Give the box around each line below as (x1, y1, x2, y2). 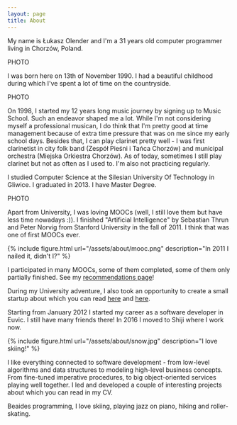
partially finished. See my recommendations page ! (7, 273, 155, 281)
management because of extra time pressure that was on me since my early (7, 129, 230, 137)
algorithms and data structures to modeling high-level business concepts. (7, 365, 224, 374)
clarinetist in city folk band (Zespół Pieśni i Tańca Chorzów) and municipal (7, 144, 224, 152)
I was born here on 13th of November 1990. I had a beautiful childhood (7, 72, 214, 80)
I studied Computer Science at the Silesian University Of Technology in (7, 173, 215, 181)
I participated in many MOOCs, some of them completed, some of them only (7, 265, 231, 273)
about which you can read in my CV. (7, 387, 114, 397)
